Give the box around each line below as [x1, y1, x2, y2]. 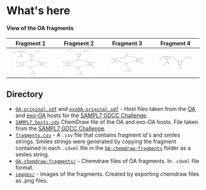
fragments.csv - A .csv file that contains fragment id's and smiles [15, 131, 181, 139]
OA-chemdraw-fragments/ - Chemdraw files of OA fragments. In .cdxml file [15, 158, 199, 165]
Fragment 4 [160, 39, 191, 47]
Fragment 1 [15, 39, 46, 47]
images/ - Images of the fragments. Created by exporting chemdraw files [15, 170, 199, 178]
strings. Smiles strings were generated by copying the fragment [15, 138, 177, 145]
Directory [6, 89, 44, 99]
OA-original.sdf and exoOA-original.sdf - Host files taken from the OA [15, 105, 196, 113]
